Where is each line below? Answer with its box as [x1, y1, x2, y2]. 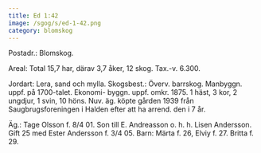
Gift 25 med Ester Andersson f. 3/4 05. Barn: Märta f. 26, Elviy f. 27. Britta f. [8, 128, 255, 138]
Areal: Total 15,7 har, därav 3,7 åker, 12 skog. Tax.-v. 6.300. [8, 64, 201, 73]
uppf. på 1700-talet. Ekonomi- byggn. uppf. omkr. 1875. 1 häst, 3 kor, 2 [8, 88, 238, 97]
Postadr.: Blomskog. [8, 49, 74, 58]
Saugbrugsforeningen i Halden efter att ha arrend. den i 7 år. [8, 104, 206, 114]
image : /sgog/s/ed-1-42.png [8, 19, 102, 27]
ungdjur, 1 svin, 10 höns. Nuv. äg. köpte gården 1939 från [8, 96, 195, 106]
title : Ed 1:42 [8, 11, 59, 20]
